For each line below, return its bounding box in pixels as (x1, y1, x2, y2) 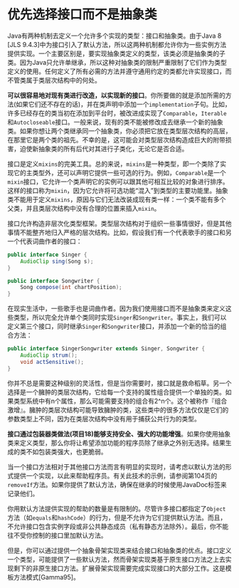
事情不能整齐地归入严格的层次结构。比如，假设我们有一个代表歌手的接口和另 (7, 228, 232, 236)
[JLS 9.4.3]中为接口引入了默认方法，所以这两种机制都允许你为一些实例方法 (7, 40, 227, 48)
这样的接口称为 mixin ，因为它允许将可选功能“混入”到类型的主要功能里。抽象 (7, 186, 229, 194)
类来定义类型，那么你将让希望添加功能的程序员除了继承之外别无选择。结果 (7, 439, 225, 447)
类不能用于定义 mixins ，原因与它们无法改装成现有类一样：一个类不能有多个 (7, 195, 226, 204)
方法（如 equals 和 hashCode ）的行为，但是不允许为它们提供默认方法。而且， (7, 513, 227, 522)
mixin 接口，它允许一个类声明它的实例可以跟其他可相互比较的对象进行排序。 (7, 177, 229, 186)
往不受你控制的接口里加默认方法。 (7, 531, 107, 540)
